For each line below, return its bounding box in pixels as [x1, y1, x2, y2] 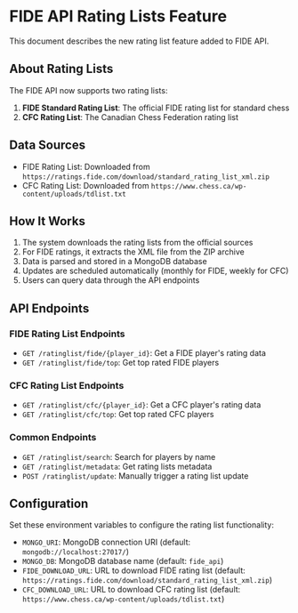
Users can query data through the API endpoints [21, 275, 200, 286]
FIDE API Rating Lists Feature [9, 6, 228, 27]
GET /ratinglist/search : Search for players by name [21, 451, 216, 462]
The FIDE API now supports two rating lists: [9, 85, 168, 95]
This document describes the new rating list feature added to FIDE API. [9, 36, 270, 46]
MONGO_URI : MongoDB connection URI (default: [21, 536, 191, 548]
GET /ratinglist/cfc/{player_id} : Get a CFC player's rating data [21, 399, 262, 410]
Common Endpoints [9, 432, 97, 444]
